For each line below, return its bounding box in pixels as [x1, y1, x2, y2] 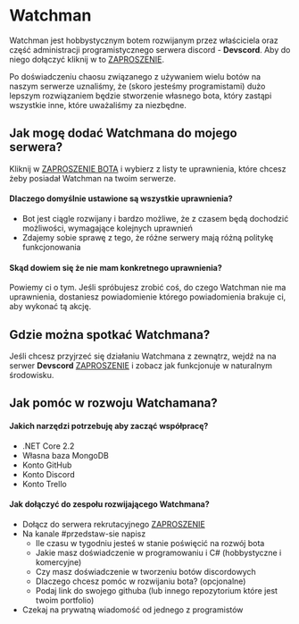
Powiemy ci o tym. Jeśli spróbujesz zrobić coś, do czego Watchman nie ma [9, 282, 287, 293]
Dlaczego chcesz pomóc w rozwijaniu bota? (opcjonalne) [35, 576, 246, 586]
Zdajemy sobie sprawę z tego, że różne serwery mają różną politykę [21, 232, 274, 242]
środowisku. [9, 369, 54, 380]
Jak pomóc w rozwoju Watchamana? [9, 395, 218, 411]
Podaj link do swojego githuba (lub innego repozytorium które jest [35, 585, 278, 595]
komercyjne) [35, 556, 82, 568]
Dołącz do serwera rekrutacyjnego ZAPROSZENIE [21, 519, 205, 529]
